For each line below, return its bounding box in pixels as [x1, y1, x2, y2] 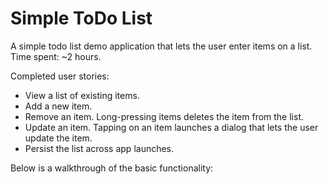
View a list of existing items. [24, 89, 140, 101]
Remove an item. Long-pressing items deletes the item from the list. [24, 110, 305, 122]
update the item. [24, 132, 93, 144]
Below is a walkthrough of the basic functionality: [10, 162, 214, 174]
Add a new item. [24, 100, 93, 112]
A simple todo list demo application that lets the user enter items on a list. [10, 40, 313, 52]
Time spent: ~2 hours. [10, 50, 102, 62]
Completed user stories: [10, 70, 110, 82]
